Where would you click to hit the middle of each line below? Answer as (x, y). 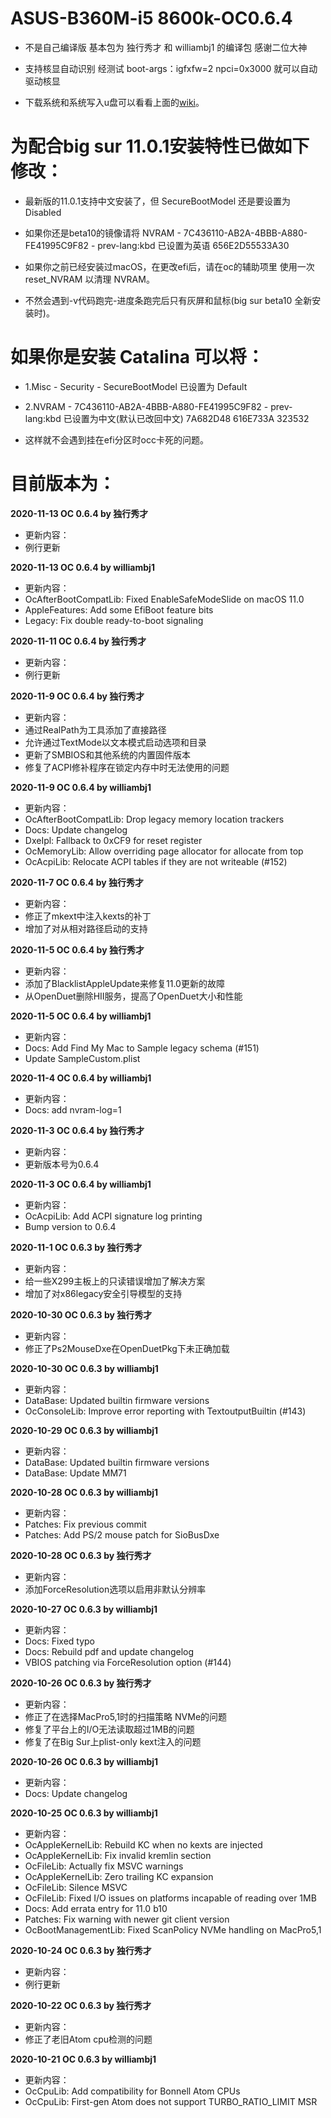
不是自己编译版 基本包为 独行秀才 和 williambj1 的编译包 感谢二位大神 (166, 47)
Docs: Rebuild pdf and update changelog (109, 1651)
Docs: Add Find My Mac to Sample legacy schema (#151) (142, 1048)
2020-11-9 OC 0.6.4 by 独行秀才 (77, 696)
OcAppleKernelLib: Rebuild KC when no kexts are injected (143, 1844)
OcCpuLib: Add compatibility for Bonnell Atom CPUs (132, 2091)
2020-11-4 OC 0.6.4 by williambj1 (81, 1078)
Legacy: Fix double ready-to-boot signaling (114, 620)
